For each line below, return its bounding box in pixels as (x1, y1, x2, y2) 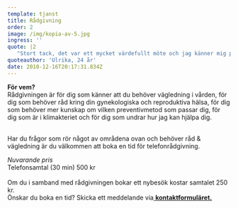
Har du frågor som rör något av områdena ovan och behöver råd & (7, 134, 201, 143)
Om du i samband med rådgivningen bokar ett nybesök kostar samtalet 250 (7, 178, 228, 187)
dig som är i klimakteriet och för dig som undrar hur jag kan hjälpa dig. (7, 113, 212, 121)
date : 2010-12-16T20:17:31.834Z (7, 63, 103, 70)
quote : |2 (7, 43, 37, 50)
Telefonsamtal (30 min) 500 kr (7, 163, 96, 171)
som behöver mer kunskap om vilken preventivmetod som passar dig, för (7, 105, 221, 114)
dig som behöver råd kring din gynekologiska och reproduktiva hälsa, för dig (7, 97, 230, 106)
